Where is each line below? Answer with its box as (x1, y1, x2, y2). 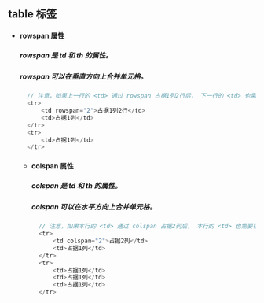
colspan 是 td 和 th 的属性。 (31, 180, 122, 190)
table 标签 (8, 7, 57, 21)
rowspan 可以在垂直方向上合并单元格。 (19, 72, 148, 81)
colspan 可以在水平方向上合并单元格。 (31, 201, 157, 211)
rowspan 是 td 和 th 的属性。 (19, 50, 112, 60)
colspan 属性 (31, 161, 75, 171)
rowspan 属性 (19, 31, 65, 40)
